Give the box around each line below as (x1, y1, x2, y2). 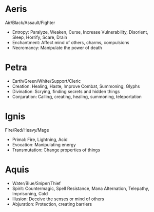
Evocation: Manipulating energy (12, 141, 76, 147)
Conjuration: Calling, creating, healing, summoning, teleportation (12, 94, 142, 99)
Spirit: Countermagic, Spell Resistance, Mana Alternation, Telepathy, (12, 185, 150, 191)
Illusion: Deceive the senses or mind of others (12, 196, 104, 202)
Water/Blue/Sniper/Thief (12, 180, 61, 186)
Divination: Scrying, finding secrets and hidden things (12, 88, 120, 94)
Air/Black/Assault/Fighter (5, 20, 55, 25)
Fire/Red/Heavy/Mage (5, 127, 50, 133)
